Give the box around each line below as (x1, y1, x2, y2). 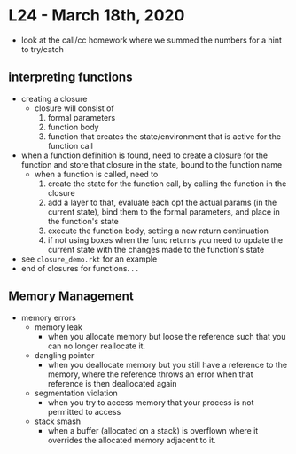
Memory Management (8, 289, 134, 304)
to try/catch (20, 43, 64, 54)
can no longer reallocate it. (47, 340, 146, 351)
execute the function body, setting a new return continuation (47, 225, 269, 236)
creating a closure (20, 93, 88, 104)
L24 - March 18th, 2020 (8, 5, 185, 26)
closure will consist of (34, 103, 114, 113)
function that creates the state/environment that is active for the (47, 130, 281, 142)
